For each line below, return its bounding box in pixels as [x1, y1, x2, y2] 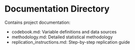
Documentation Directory [4, 3, 110, 15]
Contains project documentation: [4, 19, 71, 25]
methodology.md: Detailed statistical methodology [11, 34, 113, 40]
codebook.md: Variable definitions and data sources [11, 29, 117, 34]
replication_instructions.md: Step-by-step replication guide [11, 39, 130, 45]
